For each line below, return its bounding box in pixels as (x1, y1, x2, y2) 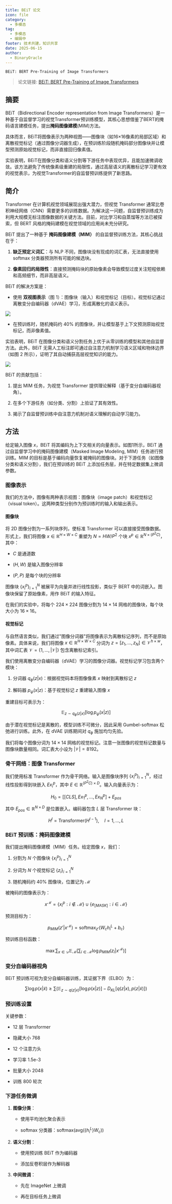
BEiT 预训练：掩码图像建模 (5, 831, 71, 838)
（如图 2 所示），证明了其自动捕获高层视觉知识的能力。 (5, 351, 121, 357)
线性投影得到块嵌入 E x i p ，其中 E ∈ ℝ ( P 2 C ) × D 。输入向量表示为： (5, 780, 140, 789)
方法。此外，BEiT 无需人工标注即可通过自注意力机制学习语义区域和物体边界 (5, 345, 164, 351)
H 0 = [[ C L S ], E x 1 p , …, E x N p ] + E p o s (50, 793, 122, 801)
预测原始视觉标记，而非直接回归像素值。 (9, 147, 95, 153)
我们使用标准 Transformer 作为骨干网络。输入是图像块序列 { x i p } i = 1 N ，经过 (5, 772, 163, 780)
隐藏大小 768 (12, 1035, 40, 1041)
